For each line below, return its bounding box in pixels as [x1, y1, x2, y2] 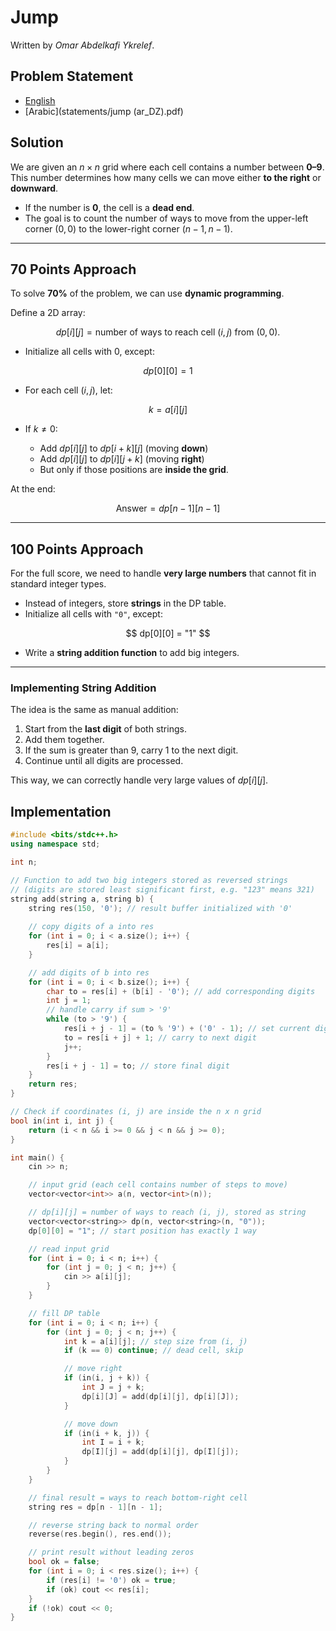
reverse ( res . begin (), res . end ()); [28, 1529, 172, 1540]
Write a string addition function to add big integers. [24, 647, 240, 659]
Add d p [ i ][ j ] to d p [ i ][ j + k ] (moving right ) [39, 453, 205, 465]
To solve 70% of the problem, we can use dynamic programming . [10, 287, 285, 300]
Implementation [10, 803, 112, 820]
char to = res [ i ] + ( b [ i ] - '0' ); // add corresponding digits [46, 986, 316, 996]
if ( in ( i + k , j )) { [63, 1428, 150, 1438]
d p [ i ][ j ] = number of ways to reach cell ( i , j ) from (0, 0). [55, 326, 281, 338]
